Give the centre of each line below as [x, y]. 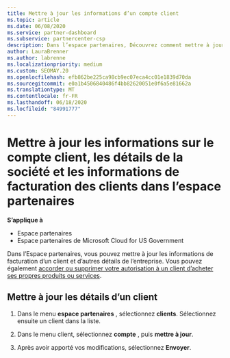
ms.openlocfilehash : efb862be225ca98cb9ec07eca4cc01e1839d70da [99, 77]
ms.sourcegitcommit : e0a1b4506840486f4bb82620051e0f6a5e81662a [99, 84]
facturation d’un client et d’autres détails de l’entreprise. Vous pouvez [105, 261]
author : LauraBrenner [38, 52]
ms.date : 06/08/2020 [37, 26]
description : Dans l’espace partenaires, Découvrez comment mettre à [108, 45]
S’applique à [25, 220]
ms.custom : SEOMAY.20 [38, 71]
